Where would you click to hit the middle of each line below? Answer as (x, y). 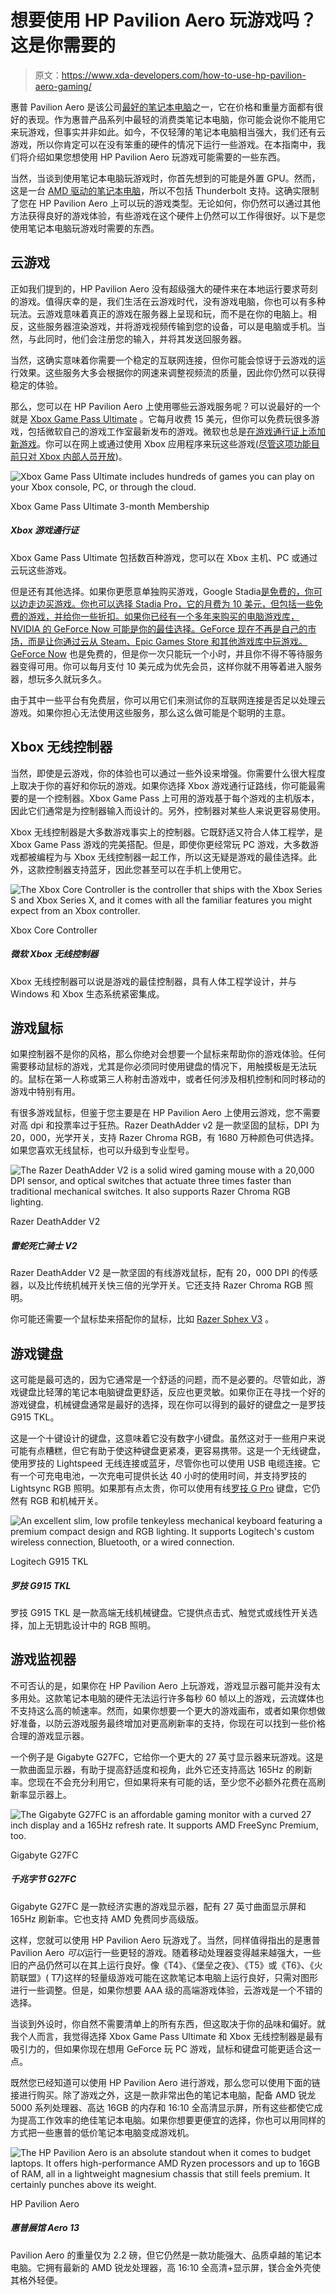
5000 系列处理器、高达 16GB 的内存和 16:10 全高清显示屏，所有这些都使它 (162, 2107)
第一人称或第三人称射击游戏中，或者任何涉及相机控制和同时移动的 (189, 1079)
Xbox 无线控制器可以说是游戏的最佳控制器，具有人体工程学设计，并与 (153, 981)
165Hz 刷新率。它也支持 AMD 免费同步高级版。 (107, 1918)
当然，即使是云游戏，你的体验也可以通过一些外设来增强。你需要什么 (150, 773)
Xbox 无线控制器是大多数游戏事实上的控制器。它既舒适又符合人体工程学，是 (166, 832)
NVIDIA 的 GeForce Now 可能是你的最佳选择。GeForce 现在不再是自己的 (159, 628)
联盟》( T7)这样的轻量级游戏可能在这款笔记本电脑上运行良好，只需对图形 (168, 1977)
